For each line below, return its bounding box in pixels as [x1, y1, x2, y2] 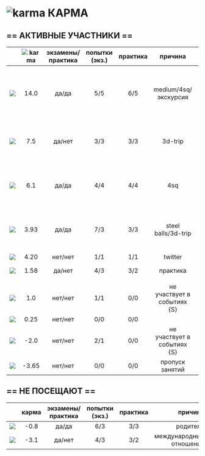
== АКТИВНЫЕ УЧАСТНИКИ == [6, 30, 133, 41]
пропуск [160, 358, 185, 366]
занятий [160, 365, 185, 374]
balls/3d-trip [154, 229, 192, 237]
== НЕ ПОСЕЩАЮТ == [6, 386, 96, 396]
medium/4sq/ [153, 85, 192, 94]
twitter [164, 253, 182, 261]
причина [159, 52, 186, 60]
